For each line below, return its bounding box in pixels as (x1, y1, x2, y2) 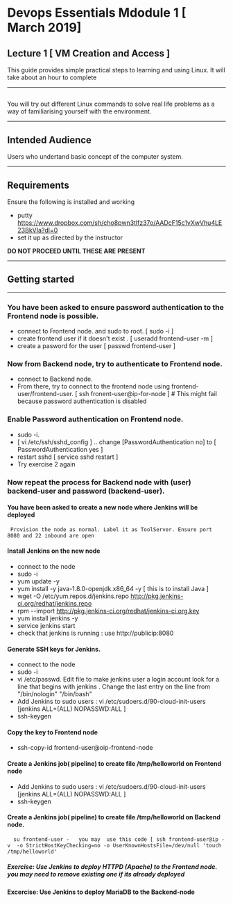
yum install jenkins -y (17, 614, 78, 622)
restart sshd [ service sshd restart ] (17, 453, 119, 461)
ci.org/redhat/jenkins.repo (17, 599, 92, 608)
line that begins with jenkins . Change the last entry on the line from (17, 682, 210, 691)
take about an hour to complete (7, 73, 97, 81)
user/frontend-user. (17, 390, 74, 398)
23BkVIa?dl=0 (17, 226, 58, 235)
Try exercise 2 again (17, 460, 76, 468)
